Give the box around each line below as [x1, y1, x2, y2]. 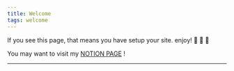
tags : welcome [7, 17, 49, 24]
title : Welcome [7, 10, 52, 17]
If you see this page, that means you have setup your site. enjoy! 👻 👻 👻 [7, 35, 210, 44]
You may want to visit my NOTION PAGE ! [7, 49, 125, 58]
